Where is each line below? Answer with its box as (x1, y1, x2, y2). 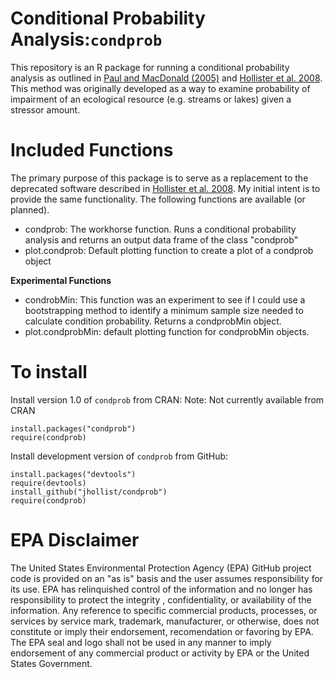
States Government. (10, 657, 93, 669)
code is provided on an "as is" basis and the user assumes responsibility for (10, 572, 324, 584)
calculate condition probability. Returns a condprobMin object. (24, 315, 282, 327)
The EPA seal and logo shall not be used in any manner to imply (10, 636, 272, 648)
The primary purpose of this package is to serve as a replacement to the (10, 172, 309, 184)
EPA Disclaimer (10, 529, 140, 551)
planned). (10, 203, 50, 216)
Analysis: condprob (10, 28, 163, 51)
